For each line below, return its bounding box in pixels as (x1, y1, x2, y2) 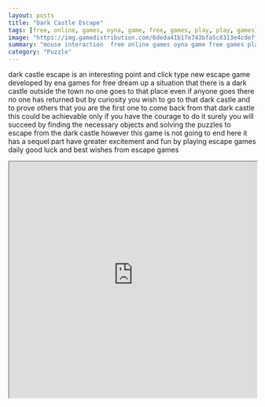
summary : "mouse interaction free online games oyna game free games (8, 41, 245, 49)
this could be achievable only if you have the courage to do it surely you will (8, 112, 254, 120)
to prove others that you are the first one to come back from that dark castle (8, 103, 255, 113)
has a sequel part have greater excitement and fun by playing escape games (8, 137, 256, 146)
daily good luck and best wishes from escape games (8, 145, 179, 154)
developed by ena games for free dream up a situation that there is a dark (8, 78, 247, 87)
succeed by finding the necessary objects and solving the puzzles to (8, 120, 231, 129)
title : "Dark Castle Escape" (8, 19, 104, 27)
